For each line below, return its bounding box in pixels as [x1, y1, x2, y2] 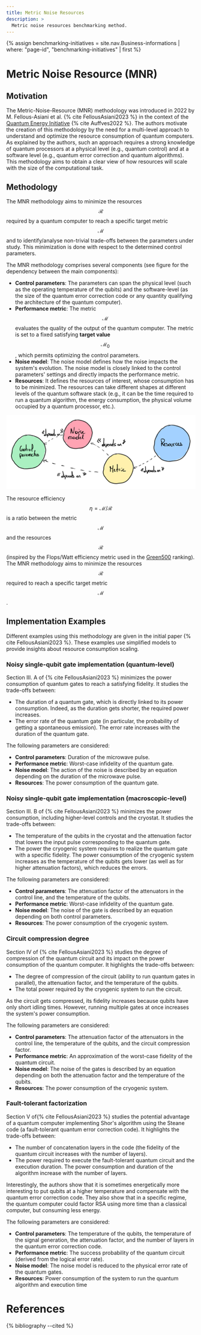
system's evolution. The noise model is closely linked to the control [14, 364, 181, 371]
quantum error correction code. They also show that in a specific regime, [6, 1194, 187, 1201]
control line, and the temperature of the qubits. [14, 894, 131, 901]
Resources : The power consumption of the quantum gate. [14, 779, 159, 786]
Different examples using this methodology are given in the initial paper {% [6, 632, 191, 640]
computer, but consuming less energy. [6, 1206, 101, 1213]
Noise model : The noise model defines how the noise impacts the [14, 358, 178, 365]
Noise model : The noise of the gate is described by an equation [14, 907, 173, 914]
